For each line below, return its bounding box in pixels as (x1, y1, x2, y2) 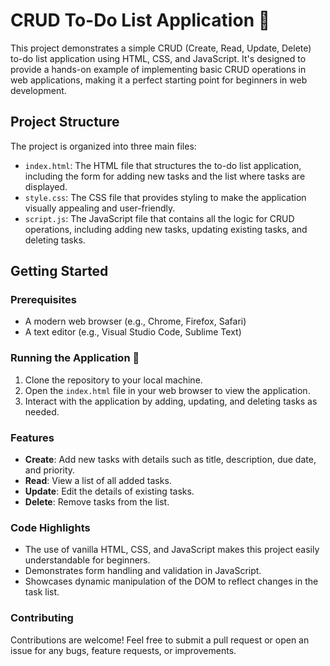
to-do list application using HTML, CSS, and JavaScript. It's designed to (10, 52, 307, 64)
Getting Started (10, 263, 109, 280)
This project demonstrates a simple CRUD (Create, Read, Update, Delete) (10, 42, 312, 54)
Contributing (10, 611, 74, 625)
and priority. (24, 464, 76, 476)
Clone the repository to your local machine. (24, 374, 203, 386)
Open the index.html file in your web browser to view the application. (24, 384, 311, 396)
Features (10, 430, 55, 444)
